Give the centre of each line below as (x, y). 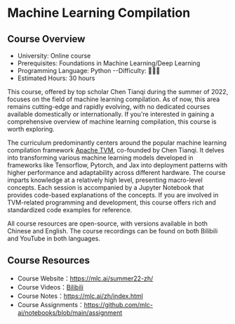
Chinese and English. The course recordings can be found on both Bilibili (113, 231)
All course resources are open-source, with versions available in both (108, 223)
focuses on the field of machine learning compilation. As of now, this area (114, 99)
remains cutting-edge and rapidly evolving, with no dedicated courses (109, 106)
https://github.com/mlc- (118, 304)
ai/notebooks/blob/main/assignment (70, 312)
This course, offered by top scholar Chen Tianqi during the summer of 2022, (118, 92)
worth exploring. (31, 129)
